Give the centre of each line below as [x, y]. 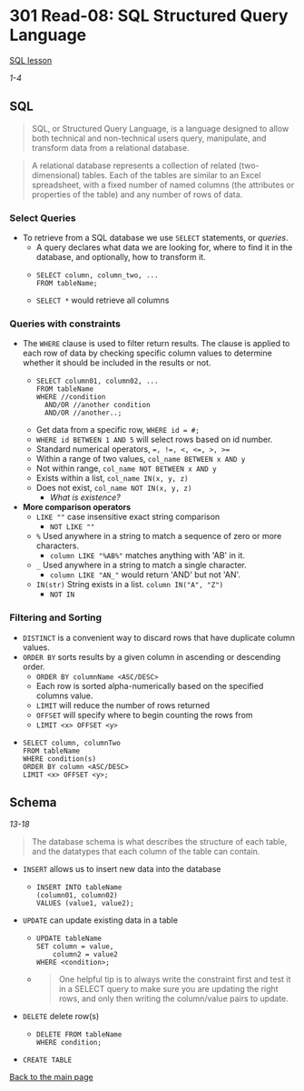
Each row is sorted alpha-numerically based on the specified [150, 686]
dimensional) [56, 175]
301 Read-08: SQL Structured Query [149, 16]
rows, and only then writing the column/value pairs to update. [173, 999]
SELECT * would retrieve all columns [103, 300]
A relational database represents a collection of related [134, 165]
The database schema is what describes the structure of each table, [159, 842]
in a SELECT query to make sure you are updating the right [168, 989]
